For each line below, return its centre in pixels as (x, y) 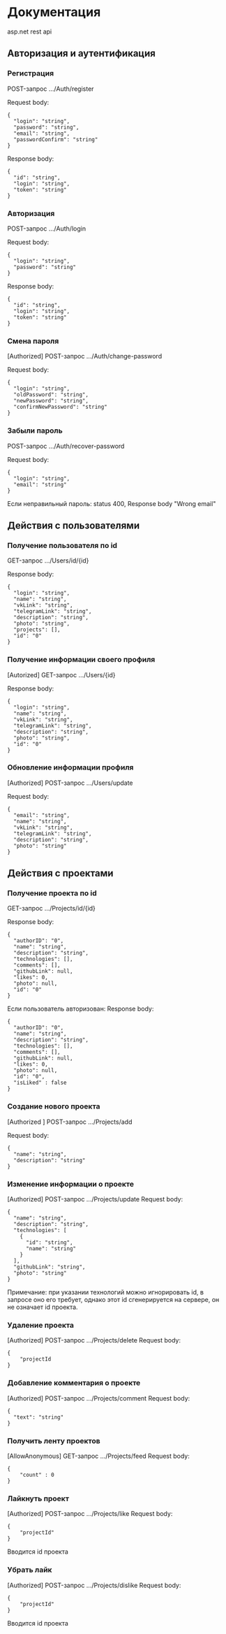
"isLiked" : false (40, 1083)
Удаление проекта (41, 1325)
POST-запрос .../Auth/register (51, 89)
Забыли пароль (35, 431)
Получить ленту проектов (54, 1440)
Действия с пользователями (74, 525)
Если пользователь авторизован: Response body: (81, 1009)
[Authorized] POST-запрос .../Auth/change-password (85, 356)
